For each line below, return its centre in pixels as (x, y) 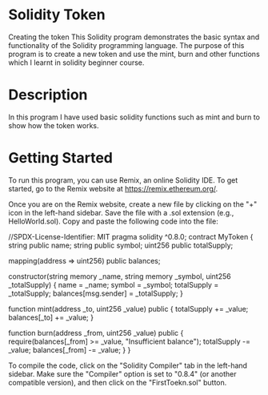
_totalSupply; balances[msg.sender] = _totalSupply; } (96, 293)
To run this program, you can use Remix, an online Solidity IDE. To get (123, 180)
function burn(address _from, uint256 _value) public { (96, 333)
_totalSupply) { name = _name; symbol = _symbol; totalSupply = (114, 284)
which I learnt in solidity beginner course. (76, 62)
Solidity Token (57, 15)
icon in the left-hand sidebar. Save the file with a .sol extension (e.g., (121, 212)
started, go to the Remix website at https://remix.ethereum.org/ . (113, 188)
